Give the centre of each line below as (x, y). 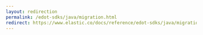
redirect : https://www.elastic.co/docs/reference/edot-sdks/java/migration (103, 23)
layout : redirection (32, 12)
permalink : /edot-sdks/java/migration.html (62, 17)
